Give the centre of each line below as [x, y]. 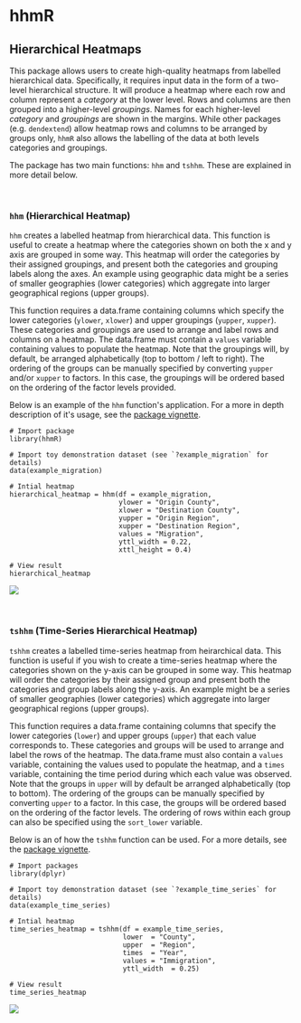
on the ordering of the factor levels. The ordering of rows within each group [150, 812]
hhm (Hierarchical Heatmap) [70, 215]
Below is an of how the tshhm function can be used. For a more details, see [148, 839]
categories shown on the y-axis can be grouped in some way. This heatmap [150, 669]
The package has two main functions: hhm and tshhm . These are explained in [150, 165]
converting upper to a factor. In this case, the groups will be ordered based [148, 802]
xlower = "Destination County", [180, 511]
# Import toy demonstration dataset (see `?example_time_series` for [143, 889]
